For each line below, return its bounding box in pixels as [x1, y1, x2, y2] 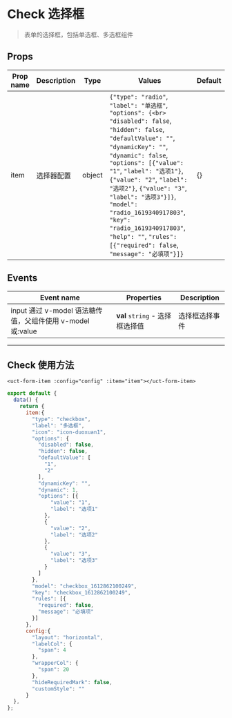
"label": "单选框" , [109, 100, 168, 110]
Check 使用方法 [7, 359, 75, 371]
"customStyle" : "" [32, 685, 85, 692]
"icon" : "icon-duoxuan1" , [32, 429, 107, 436]
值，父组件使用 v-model [10, 316, 90, 325]
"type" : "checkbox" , [32, 416, 91, 423]
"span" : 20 [37, 666, 70, 673]
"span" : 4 [37, 647, 67, 654]
